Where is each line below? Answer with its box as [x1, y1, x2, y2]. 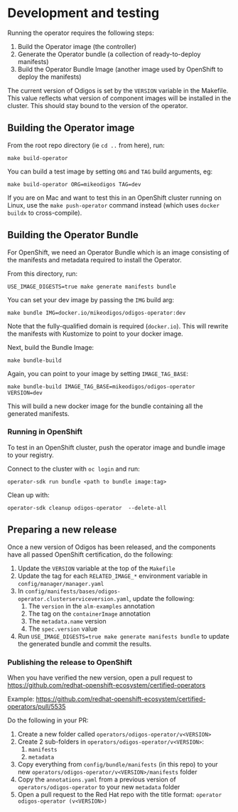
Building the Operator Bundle [7, 229, 139, 241]
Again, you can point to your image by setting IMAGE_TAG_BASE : [7, 369, 189, 378]
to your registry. [7, 450, 55, 459]
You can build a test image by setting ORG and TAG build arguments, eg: [7, 167, 213, 176]
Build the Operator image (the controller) [17, 42, 137, 50]
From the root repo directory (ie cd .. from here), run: [7, 141, 165, 149]
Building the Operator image [7, 122, 135, 134]
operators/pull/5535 [7, 702, 66, 710]
